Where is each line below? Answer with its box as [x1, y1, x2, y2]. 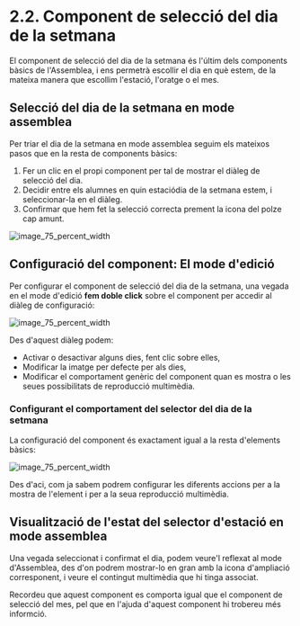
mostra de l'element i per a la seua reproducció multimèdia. [9, 488, 229, 499]
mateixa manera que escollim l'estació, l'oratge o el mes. [9, 74, 220, 85]
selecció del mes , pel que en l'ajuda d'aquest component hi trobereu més [9, 598, 281, 609]
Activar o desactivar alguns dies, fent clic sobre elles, [22, 352, 221, 362]
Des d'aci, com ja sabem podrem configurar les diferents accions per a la [9, 478, 281, 489]
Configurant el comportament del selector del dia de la [9, 403, 252, 416]
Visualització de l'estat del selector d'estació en [9, 514, 285, 530]
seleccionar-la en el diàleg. [22, 193, 123, 204]
